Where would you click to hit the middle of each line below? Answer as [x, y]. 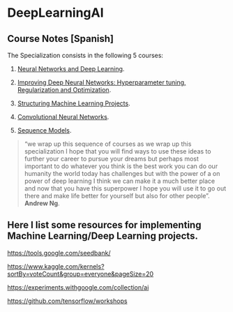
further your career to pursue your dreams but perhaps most [111, 159]
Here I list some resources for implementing [104, 225]
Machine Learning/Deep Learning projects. [103, 236]
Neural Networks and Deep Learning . [71, 69]
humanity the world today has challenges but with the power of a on [122, 173]
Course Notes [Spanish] [60, 39]
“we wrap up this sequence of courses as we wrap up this [108, 144]
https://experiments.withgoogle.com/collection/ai [78, 287]
